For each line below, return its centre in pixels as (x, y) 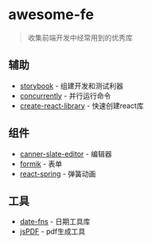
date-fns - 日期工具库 (55, 222)
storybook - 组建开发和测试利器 (71, 86)
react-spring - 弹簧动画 (58, 173)
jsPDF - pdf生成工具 (53, 231)
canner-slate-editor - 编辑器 (66, 153)
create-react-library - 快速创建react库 (82, 106)
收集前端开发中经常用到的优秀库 (80, 37)
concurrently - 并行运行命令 (65, 95)
